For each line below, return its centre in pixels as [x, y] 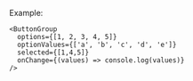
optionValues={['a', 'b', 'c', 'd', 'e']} [97, 45]
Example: [26, 13]
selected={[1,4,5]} [53, 53]
